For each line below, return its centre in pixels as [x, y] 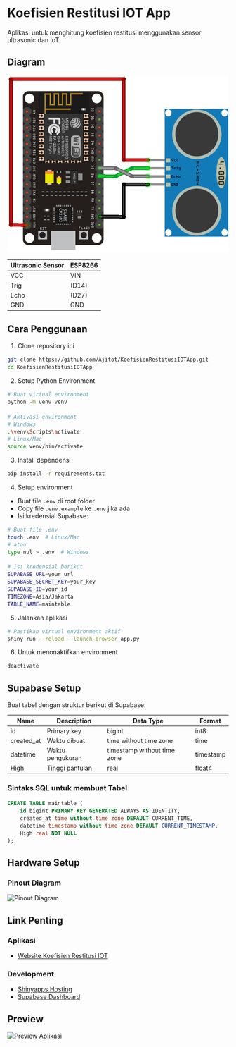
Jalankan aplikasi [42, 618]
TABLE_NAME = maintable [39, 604]
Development [31, 974]
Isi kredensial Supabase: [53, 516]
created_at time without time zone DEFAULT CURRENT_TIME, [106, 819]
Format [210, 721]
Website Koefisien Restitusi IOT [63, 956]
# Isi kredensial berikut [45, 567]
